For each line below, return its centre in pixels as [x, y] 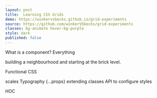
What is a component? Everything [40, 52]
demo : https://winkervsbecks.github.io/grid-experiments [66, 19]
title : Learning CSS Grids [35, 15]
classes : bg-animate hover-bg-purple [45, 29]
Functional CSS [21, 71]
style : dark [18, 33]
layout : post [19, 10]
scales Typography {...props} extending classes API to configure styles [78, 81]
